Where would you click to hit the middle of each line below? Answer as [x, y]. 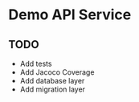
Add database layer [52, 81]
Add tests [36, 63]
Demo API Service [70, 15]
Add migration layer [53, 89]
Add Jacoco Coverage [57, 72]
